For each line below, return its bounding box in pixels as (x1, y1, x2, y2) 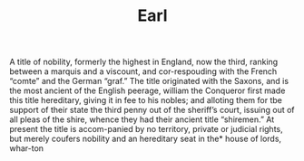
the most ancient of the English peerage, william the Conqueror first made (9, 85, 286, 96)
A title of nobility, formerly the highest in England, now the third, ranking (9, 56, 279, 68)
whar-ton (9, 143, 44, 154)
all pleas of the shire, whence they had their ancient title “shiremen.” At (9, 114, 275, 125)
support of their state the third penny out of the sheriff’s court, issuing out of (9, 105, 295, 116)
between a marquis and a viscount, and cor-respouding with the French (9, 66, 278, 77)
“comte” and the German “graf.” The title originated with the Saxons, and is (9, 76, 289, 87)
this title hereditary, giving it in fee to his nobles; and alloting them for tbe (9, 95, 283, 106)
